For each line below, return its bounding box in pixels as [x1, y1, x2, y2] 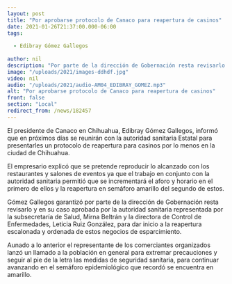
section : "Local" [7, 101, 58, 108]
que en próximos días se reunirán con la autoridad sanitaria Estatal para [7, 134, 213, 142]
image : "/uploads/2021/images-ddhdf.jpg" [7, 68, 129, 75]
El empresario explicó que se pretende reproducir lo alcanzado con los [7, 161, 210, 171]
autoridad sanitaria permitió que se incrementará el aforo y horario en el [7, 177, 213, 185]
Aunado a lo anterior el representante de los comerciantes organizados [7, 241, 210, 249]
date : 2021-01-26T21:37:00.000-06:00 [7, 23, 117, 30]
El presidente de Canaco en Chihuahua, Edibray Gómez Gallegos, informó [7, 126, 219, 134]
